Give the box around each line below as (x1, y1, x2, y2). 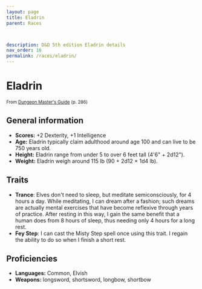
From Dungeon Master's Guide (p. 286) (6, 99, 88, 105)
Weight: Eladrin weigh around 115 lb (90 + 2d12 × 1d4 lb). (15, 157, 158, 164)
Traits (6, 175, 29, 185)
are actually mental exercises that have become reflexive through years (15, 204, 194, 211)
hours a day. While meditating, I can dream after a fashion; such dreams (15, 198, 195, 205)
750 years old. (15, 144, 51, 151)
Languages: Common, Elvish (15, 270, 88, 277)
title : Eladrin (6, 15, 45, 21)
